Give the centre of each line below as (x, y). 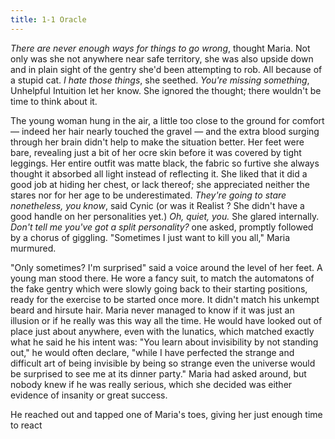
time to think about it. (54, 101)
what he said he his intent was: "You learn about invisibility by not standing (164, 342)
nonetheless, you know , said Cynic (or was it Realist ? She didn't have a (157, 205)
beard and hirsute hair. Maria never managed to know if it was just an (152, 310)
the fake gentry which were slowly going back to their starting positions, (159, 288)
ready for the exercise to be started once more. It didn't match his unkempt (165, 299)
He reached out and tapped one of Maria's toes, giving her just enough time (166, 414)
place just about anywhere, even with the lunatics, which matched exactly (162, 331)
